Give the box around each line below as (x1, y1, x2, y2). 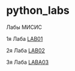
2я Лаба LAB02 (6, 46, 45, 54)
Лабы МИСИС (6, 23, 43, 31)
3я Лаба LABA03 (6, 58, 49, 66)
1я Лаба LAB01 (6, 35, 43, 42)
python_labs (6, 4, 70, 17)
